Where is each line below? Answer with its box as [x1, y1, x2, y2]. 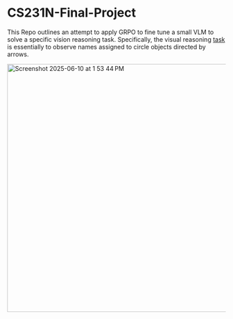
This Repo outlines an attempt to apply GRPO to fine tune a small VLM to [7, 28, 214, 36]
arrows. [7, 50, 29, 58]
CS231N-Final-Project [7, 5, 137, 21]
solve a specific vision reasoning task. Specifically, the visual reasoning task [7, 35, 225, 43]
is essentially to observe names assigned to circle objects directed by [7, 42, 206, 51]
